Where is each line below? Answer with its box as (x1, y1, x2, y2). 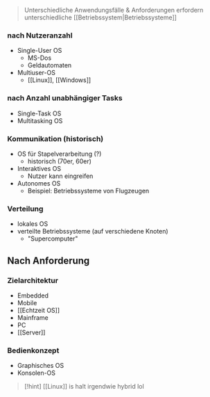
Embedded (17, 291, 49, 300)
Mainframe (17, 313, 49, 322)
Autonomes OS (17, 179, 61, 187)
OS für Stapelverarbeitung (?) (17, 149, 102, 158)
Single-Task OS (17, 109, 62, 118)
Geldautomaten (27, 61, 72, 70)
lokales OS (17, 220, 49, 228)
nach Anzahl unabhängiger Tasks (7, 93, 123, 103)
